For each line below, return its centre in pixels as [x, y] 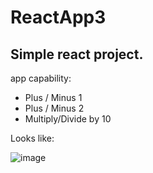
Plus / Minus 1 [53, 97]
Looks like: [32, 138]
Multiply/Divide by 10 [68, 119]
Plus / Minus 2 [54, 108]
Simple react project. [77, 54]
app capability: [41, 78]
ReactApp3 [58, 17]
